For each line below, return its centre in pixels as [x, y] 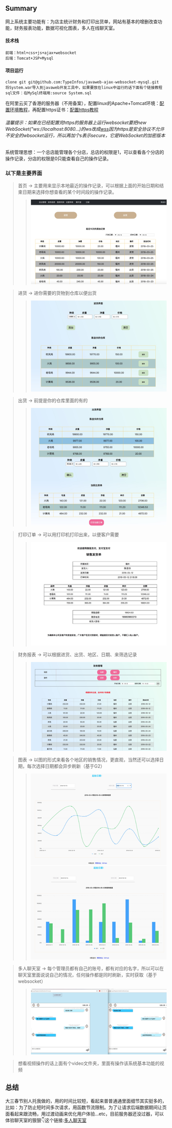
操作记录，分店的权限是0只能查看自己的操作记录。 [58, 158]
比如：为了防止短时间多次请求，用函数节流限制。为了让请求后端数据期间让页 [86, 1107]
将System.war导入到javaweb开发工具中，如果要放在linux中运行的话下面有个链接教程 [84, 88]
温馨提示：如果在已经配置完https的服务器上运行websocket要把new [76, 122]
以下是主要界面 [24, 173]
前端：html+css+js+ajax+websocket [41, 53]
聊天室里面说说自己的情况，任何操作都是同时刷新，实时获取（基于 [87, 975]
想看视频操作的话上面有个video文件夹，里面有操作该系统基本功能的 [89, 1063]
